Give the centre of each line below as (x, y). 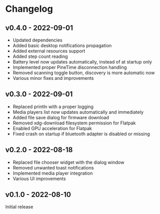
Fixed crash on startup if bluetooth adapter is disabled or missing (81, 134)
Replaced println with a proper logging (53, 106)
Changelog (29, 9)
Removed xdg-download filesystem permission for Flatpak (74, 123)
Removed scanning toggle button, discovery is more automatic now (84, 73)
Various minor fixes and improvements (53, 78)
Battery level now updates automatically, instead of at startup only (82, 62)
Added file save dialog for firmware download (61, 117)
